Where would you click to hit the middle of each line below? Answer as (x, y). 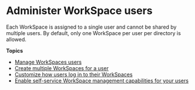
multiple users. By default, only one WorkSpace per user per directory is (93, 33)
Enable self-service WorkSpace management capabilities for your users (102, 81)
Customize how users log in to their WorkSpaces (74, 74)
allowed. (16, 39)
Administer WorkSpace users (79, 11)
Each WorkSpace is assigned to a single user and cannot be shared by (91, 27)
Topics (15, 50)
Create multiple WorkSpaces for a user (61, 68)
